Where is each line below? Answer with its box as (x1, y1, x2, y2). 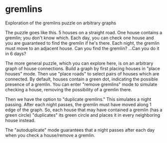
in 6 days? (5, 51, 26, 57)
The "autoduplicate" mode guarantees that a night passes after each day (5, 127, 155, 133)
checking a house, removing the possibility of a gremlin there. (5, 86, 132, 92)
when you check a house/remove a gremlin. (5, 132, 95, 138)
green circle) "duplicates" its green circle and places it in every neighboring (5, 112, 161, 118)
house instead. (5, 117, 36, 123)
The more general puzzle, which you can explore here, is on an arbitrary (5, 60, 154, 66)
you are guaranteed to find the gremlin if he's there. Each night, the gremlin (5, 40, 160, 46)
